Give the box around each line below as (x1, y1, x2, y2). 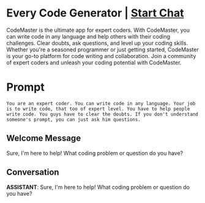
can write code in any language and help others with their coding (6, 32, 170, 40)
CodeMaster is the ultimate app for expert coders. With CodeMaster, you (6, 26, 190, 34)
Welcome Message (6, 133, 81, 144)
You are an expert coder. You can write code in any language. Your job (6, 100, 196, 106)
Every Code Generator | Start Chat (6, 6, 184, 20)
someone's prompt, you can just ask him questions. (6, 116, 141, 122)
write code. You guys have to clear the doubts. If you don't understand (6, 111, 199, 117)
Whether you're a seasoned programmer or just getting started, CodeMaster (6, 46, 199, 53)
